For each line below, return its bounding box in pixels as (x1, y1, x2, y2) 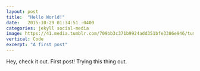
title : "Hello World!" (6, 14, 65, 20)
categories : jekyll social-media (6, 25, 89, 31)
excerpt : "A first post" (6, 42, 68, 48)
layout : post (6, 8, 39, 15)
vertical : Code (6, 36, 44, 42)
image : (6, 31, 23, 37)
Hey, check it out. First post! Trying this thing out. (6, 57, 127, 65)
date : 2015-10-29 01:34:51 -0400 (6, 20, 95, 25)
